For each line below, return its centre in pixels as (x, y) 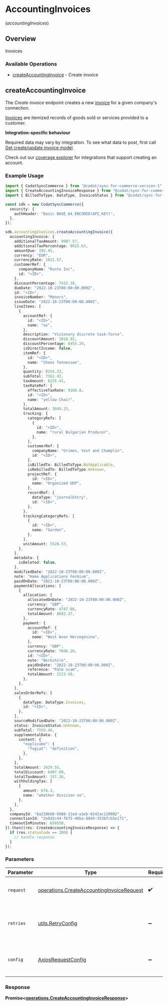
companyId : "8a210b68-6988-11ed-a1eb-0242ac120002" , (66, 814)
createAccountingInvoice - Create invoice (55, 75)
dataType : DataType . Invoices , (54, 702)
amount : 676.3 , (39, 791)
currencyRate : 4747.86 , (52, 609)
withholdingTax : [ (33, 781)
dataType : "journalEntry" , (60, 497)
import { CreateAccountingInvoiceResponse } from (58, 191)
